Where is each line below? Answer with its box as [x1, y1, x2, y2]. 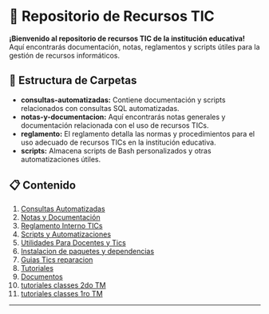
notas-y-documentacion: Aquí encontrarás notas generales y [20, 112, 226, 121]
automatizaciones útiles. [20, 154, 101, 164]
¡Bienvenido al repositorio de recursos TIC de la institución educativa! [9, 34, 246, 43]
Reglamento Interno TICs [20, 221, 103, 230]
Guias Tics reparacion [20, 255, 93, 264]
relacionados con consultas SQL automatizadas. [20, 103, 180, 113]
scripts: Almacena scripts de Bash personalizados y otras [20, 145, 212, 155]
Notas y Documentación [20, 212, 101, 222]
